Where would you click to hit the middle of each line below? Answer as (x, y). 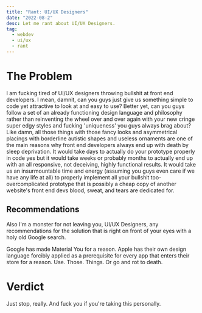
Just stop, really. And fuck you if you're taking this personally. (84, 303)
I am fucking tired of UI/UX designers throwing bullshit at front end (90, 93)
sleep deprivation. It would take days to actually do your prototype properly (101, 151)
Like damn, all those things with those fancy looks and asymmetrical (92, 132)
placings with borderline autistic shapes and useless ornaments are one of (99, 139)
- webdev (23, 35)
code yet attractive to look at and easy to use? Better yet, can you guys (96, 106)
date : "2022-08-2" (30, 18)
